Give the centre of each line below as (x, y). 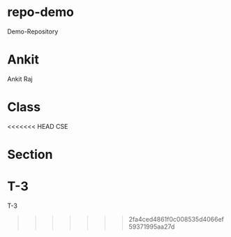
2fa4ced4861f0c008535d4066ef (177, 219)
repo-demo (41, 12)
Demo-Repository (33, 31)
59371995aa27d (152, 227)
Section (30, 155)
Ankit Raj (20, 79)
